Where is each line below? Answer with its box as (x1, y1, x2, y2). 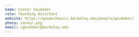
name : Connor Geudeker (5, 7, 51, 12)
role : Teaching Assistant (5, 12, 58, 16)
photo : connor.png (5, 20, 42, 25)
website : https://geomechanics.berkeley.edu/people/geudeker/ (5, 16, 134, 21)
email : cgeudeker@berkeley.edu (5, 25, 69, 30)
